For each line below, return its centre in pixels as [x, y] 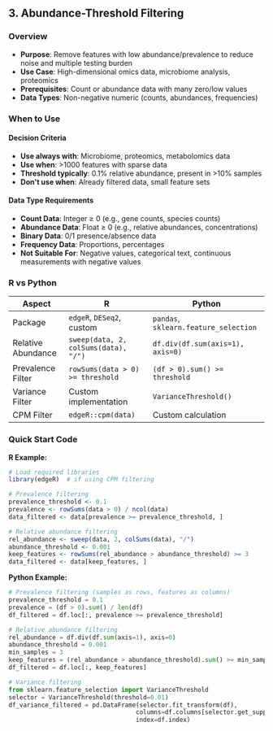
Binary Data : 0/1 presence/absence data [88, 236]
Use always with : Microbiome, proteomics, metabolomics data [125, 156]
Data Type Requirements [51, 200]
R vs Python [32, 282]
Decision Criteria [37, 138]
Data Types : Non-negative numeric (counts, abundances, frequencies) [139, 98]
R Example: [28, 457]
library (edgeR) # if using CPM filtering [81, 480]
